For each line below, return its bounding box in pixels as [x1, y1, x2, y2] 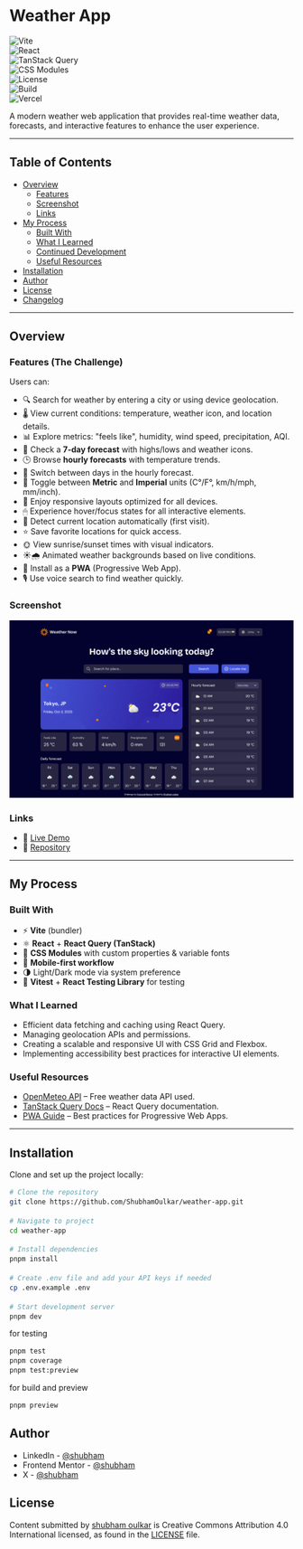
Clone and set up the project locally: [9, 1169, 144, 1180]
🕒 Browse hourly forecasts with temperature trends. [22, 454, 221, 466]
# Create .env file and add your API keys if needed [9, 1274, 212, 1283]
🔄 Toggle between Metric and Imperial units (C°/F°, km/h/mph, [22, 477, 257, 488]
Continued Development [35, 246, 127, 257]
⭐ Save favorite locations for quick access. [22, 526, 182, 537]
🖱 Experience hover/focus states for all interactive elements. [22, 505, 246, 516]
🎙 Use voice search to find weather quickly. [22, 573, 184, 584]
